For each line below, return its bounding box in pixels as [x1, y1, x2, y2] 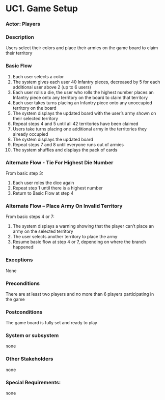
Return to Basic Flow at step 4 [12, 190, 74, 196]
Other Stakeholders [5, 355, 54, 362]
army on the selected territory [12, 228, 73, 234]
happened [12, 244, 34, 250]
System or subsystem [5, 332, 59, 339]
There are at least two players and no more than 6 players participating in [5, 291, 154, 297]
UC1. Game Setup [5, 3, 78, 14]
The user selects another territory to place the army [12, 234, 117, 240]
